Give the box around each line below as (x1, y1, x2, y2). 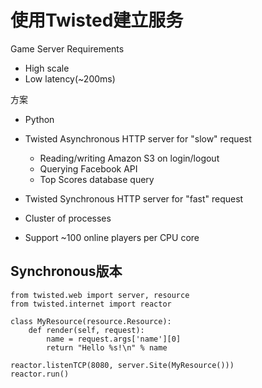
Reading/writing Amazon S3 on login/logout (39, 152, 220, 164)
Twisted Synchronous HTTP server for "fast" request (24, 192, 244, 205)
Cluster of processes (24, 212, 112, 224)
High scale (24, 62, 70, 74)
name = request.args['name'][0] (46, 334, 182, 344)
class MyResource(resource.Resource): (10, 316, 172, 326)
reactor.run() (10, 369, 70, 379)
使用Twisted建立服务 (10, 9, 184, 32)
